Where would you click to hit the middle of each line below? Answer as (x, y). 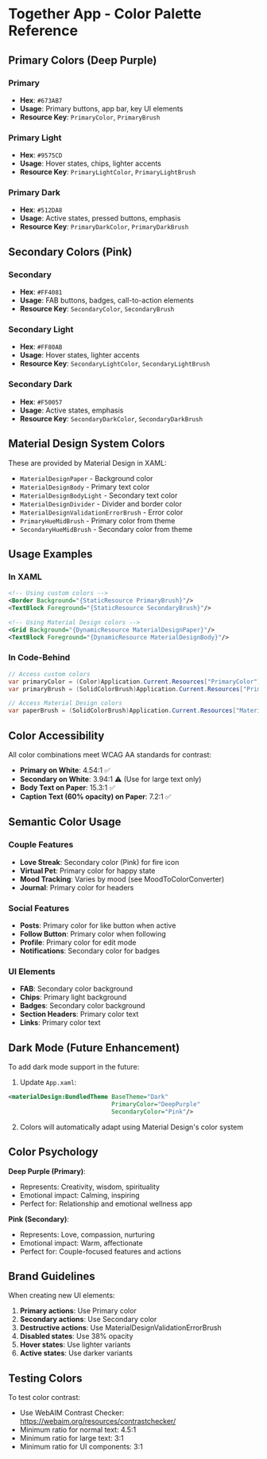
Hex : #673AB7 (41, 100)
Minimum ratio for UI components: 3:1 (81, 1447)
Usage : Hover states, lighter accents (80, 355)
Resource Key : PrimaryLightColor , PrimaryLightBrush (108, 172)
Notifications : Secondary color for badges (90, 951)
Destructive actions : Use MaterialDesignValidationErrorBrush (121, 1328)
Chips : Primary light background (73, 997)
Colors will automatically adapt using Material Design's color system (132, 1127)
